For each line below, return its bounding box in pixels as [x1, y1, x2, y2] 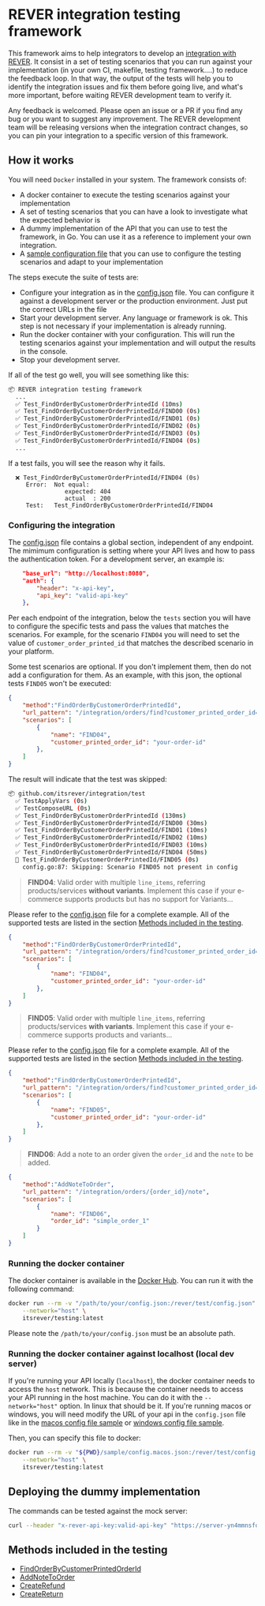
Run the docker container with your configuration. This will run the [19, 329, 235, 339]
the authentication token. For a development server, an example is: [8, 554, 225, 564]
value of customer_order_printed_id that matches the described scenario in [8, 638, 254, 648]
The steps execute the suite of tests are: [8, 272, 140, 282]
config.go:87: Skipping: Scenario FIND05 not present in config [22, 863, 238, 871]
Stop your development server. [19, 355, 121, 364]
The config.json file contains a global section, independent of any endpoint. [8, 537, 254, 546]
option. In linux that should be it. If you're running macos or [59, 1401, 252, 1411]
